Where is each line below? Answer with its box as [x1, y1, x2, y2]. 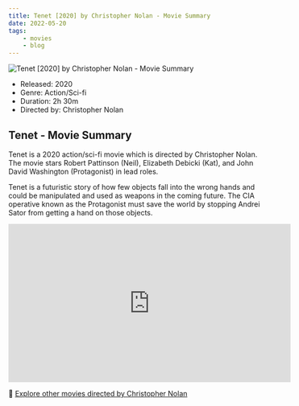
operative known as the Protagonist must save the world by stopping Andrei [8, 199, 260, 209]
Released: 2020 [19, 80, 73, 89]
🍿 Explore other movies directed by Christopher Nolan [8, 388, 188, 398]
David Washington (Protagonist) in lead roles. [8, 166, 159, 176]
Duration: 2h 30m [19, 96, 79, 106]
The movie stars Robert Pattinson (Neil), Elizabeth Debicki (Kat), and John [8, 158, 254, 167]
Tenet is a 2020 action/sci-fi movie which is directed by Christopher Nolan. [8, 150, 258, 159]
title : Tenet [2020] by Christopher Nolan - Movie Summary [8, 11, 211, 20]
